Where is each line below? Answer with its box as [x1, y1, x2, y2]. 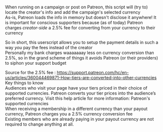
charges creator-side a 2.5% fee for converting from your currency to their [5, 25, 155, 31]
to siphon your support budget [5, 60, 67, 66]
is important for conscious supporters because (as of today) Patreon [5, 19, 143, 25]
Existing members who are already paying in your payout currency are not [5, 116, 154, 122]
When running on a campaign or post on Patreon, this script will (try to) [5, 4, 148, 10]
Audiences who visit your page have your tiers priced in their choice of [5, 85, 148, 91]
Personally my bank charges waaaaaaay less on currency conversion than [5, 50, 155, 56]
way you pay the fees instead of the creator [5, 45, 93, 50]
